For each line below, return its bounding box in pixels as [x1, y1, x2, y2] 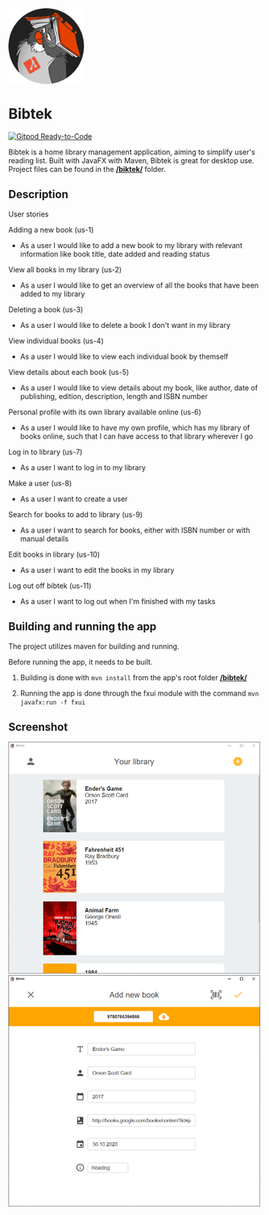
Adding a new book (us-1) [8, 225, 94, 234]
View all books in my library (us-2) [8, 264, 122, 274]
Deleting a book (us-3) [8, 305, 84, 314]
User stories [8, 209, 49, 219]
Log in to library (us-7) [8, 447, 83, 456]
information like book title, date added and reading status [19, 249, 210, 259]
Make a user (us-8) [8, 478, 72, 488]
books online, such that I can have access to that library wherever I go [19, 431, 254, 441]
